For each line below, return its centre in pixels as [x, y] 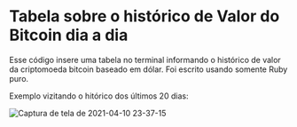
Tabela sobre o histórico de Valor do [145, 16]
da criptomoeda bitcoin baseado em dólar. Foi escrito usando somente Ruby [148, 69]
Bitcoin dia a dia [69, 35]
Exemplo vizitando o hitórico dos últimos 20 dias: [99, 96]
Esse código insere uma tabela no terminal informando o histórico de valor [145, 60]
